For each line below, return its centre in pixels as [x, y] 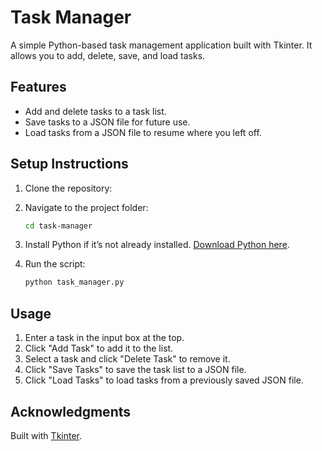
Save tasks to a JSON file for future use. [107, 122]
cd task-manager [58, 226]
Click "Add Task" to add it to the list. [99, 348]
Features [38, 87]
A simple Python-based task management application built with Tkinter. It [161, 45]
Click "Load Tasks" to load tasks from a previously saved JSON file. [164, 380]
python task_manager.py [74, 282]
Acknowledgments [71, 411]
